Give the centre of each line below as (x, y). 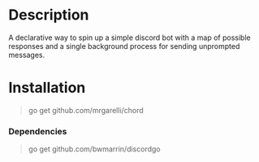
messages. (27, 55)
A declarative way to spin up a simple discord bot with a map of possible (129, 37)
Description (49, 15)
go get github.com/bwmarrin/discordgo (94, 149)
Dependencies (38, 131)
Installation (47, 88)
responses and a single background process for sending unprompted (124, 46)
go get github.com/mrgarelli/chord (86, 110)
